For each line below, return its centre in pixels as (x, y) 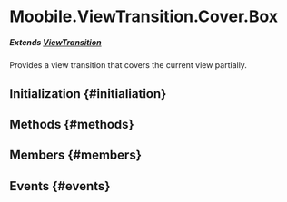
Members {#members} (76, 155)
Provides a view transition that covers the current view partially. (129, 65)
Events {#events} (60, 186)
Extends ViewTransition (55, 42)
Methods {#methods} (72, 124)
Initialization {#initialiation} (88, 94)
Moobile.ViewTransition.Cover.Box (144, 17)
